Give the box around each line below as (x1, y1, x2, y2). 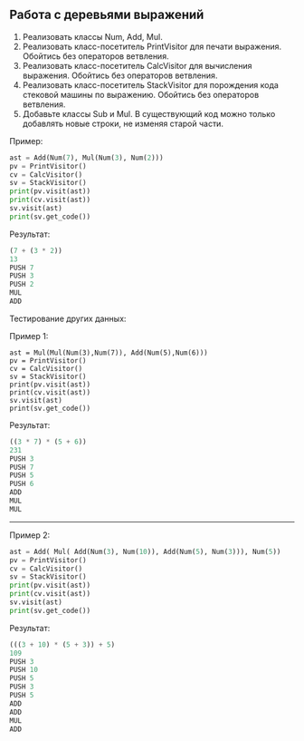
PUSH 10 (9, 666, 39, 675)
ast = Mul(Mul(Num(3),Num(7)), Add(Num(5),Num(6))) (9, 348, 208, 357)
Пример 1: (9, 330, 49, 341)
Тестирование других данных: (9, 313, 127, 324)
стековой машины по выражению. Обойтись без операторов (22, 89, 260, 100)
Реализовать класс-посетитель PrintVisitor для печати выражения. (22, 41, 282, 52)
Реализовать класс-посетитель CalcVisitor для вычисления (22, 60, 252, 71)
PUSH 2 (9, 280, 34, 289)
